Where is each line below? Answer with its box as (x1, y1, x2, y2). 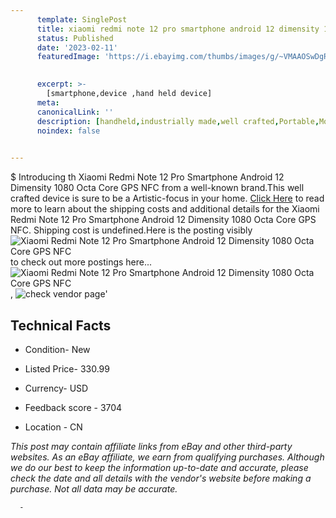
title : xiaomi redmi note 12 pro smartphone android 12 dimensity (36, 24, 320, 34)
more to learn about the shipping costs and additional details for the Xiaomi (10, 203, 320, 215)
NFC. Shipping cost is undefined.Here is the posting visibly (10, 224, 253, 236)
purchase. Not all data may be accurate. (10, 482, 178, 495)
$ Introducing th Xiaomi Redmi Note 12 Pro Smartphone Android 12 (10, 171, 285, 183)
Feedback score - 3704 (24, 401, 123, 413)
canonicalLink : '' (36, 107, 114, 117)
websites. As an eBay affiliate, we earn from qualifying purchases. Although (10, 451, 325, 463)
